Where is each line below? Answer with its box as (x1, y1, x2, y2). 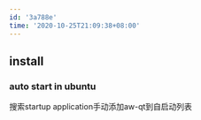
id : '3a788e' (9, 12, 58, 22)
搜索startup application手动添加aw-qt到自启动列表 (9, 101, 193, 112)
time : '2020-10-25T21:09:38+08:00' (9, 21, 141, 30)
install (9, 54, 44, 69)
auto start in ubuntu (9, 80, 97, 93)
